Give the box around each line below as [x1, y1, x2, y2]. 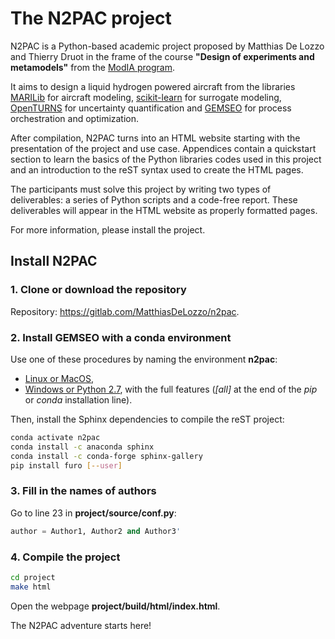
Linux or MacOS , [24, 372, 95, 384]
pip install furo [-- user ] [10, 460, 123, 471]
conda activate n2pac [10, 432, 101, 442]
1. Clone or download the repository [10, 283, 187, 297]
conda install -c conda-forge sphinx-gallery [10, 451, 203, 461]
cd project [10, 572, 56, 582]
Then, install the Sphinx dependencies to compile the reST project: [10, 413, 285, 425]
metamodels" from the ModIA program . [10, 61, 175, 73]
